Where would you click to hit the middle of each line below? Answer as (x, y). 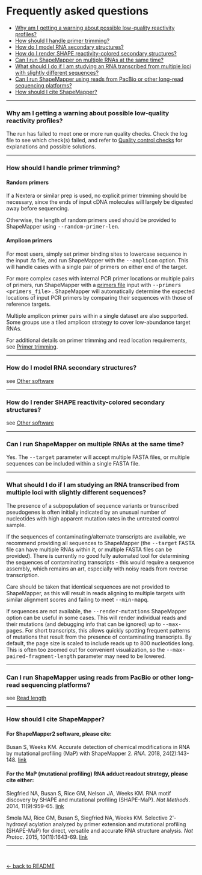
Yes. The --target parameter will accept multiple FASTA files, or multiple (98, 457)
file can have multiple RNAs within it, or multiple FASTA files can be (89, 549)
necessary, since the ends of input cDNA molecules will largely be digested (100, 202)
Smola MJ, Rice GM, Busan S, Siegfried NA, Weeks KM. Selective (87, 818)
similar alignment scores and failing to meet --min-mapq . (78, 599)
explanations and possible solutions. (51, 147)
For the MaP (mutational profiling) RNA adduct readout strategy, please (97, 774)
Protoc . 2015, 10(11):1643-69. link (47, 837)
